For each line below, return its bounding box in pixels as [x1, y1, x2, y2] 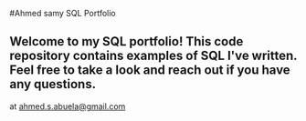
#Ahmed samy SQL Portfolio [9, 8, 116, 18]
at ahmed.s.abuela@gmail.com [9, 100, 126, 112]
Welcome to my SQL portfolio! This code [9, 34, 244, 49]
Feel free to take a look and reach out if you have [9, 63, 290, 78]
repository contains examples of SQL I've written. [9, 48, 298, 64]
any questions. [9, 76, 97, 92]
